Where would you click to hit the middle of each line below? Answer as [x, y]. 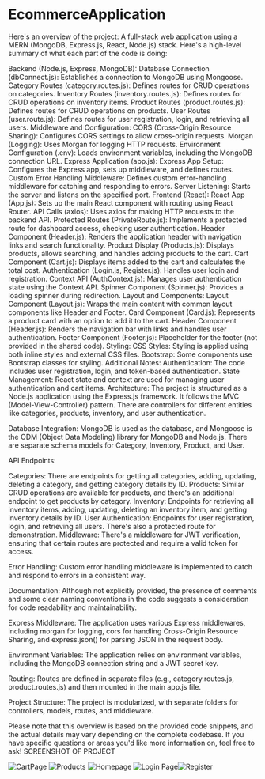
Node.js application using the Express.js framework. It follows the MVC [124, 396]
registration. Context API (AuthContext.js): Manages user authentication [125, 278]
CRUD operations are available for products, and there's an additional [121, 493]
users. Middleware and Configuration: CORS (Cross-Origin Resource [120, 127]
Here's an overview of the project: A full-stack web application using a [123, 36]
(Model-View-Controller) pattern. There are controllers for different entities [130, 404]
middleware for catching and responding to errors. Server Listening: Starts [129, 186]
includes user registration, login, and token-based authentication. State [124, 371]
